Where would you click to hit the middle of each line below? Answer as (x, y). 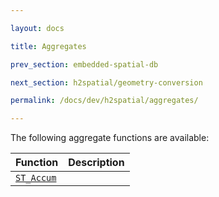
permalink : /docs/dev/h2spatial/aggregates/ (104, 101)
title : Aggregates (48, 46)
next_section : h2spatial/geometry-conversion (106, 82)
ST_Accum (36, 178)
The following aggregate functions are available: (110, 138)
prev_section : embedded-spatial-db (84, 64)
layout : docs (37, 28)
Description (96, 163)
